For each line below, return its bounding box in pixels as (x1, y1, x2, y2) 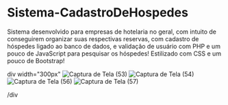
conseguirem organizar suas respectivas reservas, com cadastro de (7, 34, 199, 43)
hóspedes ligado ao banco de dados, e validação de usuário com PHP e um (7, 42, 221, 50)
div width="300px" (7, 70, 61, 78)
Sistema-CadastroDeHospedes (7, 5, 188, 21)
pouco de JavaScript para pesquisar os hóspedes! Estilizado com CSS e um (7, 49, 221, 58)
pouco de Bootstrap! (7, 56, 65, 65)
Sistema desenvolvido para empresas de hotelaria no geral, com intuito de (7, 27, 217, 36)
